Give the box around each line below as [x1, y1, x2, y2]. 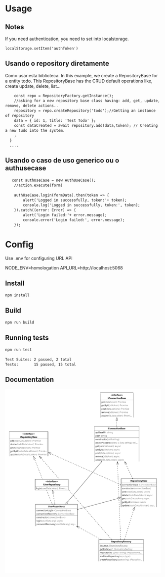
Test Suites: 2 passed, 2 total [5, 357, 72, 362]
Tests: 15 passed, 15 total [5, 362, 77, 367]
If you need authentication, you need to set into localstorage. [5, 36, 129, 42]
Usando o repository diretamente [5, 59, 110, 68]
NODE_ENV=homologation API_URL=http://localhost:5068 [5, 264, 124, 270]
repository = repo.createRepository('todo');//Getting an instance [14, 108, 156, 113]
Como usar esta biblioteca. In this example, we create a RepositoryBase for [5, 72, 158, 78]
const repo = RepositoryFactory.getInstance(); [14, 93, 114, 98]
